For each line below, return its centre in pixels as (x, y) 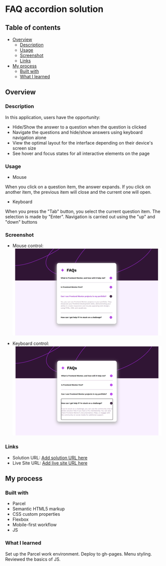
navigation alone (29, 138)
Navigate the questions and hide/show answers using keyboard (77, 132)
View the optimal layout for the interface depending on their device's (83, 142)
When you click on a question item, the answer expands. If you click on (78, 187)
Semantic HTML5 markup (39, 509)
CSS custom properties (36, 514)
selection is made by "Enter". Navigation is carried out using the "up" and (80, 216)
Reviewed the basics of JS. (33, 559)
